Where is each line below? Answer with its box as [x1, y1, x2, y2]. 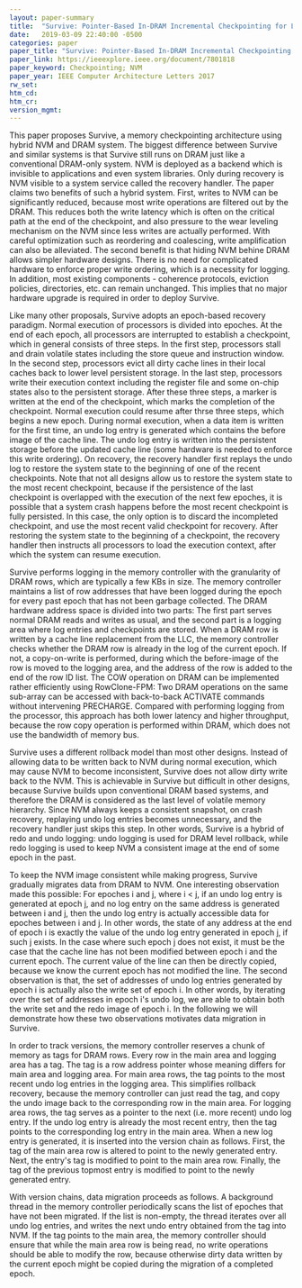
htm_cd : [9, 88, 39, 97]
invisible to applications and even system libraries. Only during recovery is [9, 168, 285, 179]
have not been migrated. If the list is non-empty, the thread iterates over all [9, 1211, 287, 1221]
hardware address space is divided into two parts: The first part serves [9, 605, 272, 616]
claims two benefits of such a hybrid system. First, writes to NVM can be [9, 187, 279, 198]
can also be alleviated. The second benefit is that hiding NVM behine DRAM [9, 245, 290, 256]
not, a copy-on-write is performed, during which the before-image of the [9, 653, 279, 664]
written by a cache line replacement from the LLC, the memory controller [9, 634, 280, 645]
